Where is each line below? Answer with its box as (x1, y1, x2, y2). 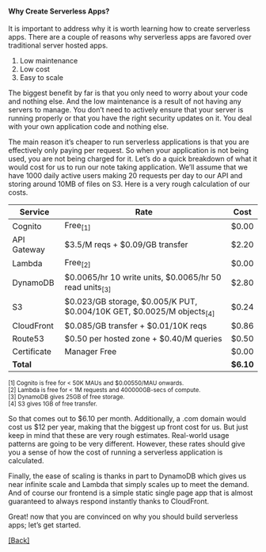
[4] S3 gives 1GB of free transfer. (8, 400, 97, 408)
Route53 (12, 333, 45, 344)
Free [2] (64, 257, 91, 269)
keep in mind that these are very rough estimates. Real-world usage (8, 430, 230, 440)
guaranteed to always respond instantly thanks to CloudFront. (8, 496, 210, 506)
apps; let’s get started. (8, 520, 82, 530)
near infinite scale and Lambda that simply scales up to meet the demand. (8, 479, 249, 489)
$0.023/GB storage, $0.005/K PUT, (64, 295, 198, 306)
